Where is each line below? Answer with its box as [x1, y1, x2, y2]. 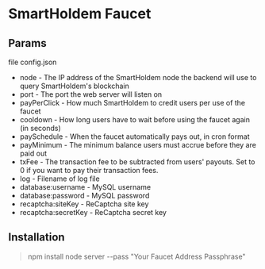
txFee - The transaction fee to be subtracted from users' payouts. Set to [19, 157, 255, 167]
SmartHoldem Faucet [8, 5, 152, 23]
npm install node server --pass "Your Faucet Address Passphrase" [27, 252, 246, 261]
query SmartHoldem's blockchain [19, 81, 129, 90]
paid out [19, 148, 48, 158]
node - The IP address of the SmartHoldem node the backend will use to [19, 73, 257, 82]
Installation [8, 231, 65, 244]
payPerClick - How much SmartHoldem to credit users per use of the [19, 98, 246, 107]
